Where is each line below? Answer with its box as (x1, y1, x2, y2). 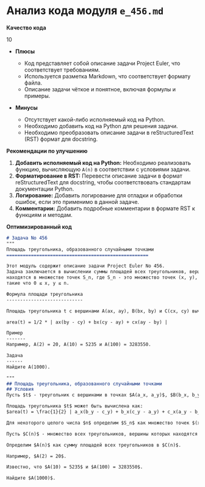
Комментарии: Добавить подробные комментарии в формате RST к (15, 205, 195, 212)
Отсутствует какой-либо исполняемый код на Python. (24, 116, 165, 123)
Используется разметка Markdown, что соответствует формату (24, 72, 191, 80)
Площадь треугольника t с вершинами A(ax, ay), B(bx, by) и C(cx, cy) (6, 308, 190, 314)
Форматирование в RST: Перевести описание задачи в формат (15, 172, 183, 179)
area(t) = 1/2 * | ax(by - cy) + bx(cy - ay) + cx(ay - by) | (6, 319, 168, 325)
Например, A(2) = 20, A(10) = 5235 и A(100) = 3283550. (6, 341, 151, 348)
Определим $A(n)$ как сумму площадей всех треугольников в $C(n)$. (6, 442, 182, 448)
